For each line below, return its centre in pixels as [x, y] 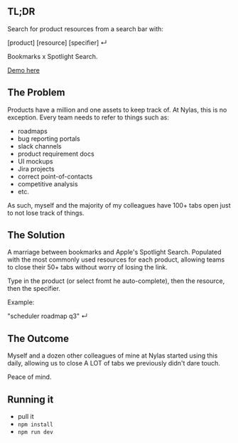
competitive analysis [48, 183]
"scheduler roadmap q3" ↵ [48, 316]
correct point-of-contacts [55, 176]
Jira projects [36, 169]
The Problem [36, 93]
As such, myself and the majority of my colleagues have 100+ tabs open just [119, 205]
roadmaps [32, 131]
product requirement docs [56, 154]
